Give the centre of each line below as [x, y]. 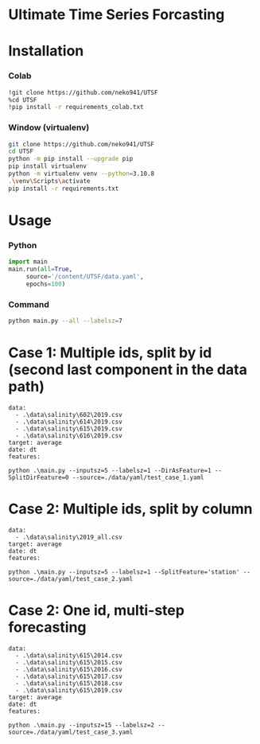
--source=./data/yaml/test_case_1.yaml [138, 477]
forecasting [47, 627]
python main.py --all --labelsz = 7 [66, 321]
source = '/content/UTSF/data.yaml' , [85, 276]
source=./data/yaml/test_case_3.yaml [71, 732]
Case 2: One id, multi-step [97, 610]
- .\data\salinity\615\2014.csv [69, 655]
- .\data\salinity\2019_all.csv [69, 537]
